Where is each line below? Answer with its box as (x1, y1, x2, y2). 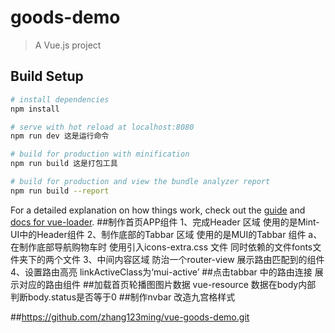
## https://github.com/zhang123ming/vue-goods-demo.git (10, 311, 250, 323)
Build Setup (10, 68, 84, 85)
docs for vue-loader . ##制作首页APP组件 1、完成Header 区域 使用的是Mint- (10, 216, 320, 228)
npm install (10, 104, 60, 114)
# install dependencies (10, 94, 110, 105)
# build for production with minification (10, 149, 190, 160)
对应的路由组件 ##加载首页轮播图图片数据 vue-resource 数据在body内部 (18, 278, 317, 290)
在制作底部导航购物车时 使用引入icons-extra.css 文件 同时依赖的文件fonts (10, 241, 313, 253)
